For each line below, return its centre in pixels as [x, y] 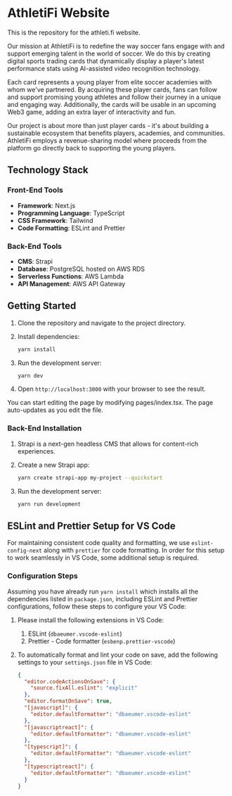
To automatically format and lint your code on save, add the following [117, 655]
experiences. [36, 451]
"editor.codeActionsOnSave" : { [70, 681]
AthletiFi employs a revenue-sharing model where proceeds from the [107, 140]
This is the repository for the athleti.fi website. [74, 32]
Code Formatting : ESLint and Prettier [71, 228]
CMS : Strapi [35, 261]
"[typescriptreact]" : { [59, 766]
